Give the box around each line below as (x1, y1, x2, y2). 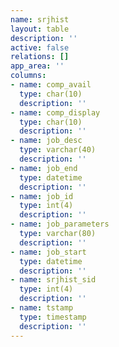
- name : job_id (10, 191, 74, 201)
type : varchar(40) (19, 145, 97, 155)
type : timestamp (19, 312, 87, 322)
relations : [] (10, 52, 70, 62)
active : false (10, 42, 70, 53)
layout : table (10, 24, 70, 34)
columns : (10, 71, 47, 81)
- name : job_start (10, 247, 87, 257)
